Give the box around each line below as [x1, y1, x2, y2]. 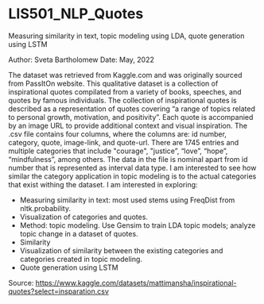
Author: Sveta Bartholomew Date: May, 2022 [8, 55, 155, 64]
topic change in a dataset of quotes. [19, 229, 138, 238]
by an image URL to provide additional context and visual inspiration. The [8, 121, 248, 130]
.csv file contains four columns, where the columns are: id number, [8, 129, 227, 139]
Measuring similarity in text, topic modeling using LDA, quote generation [8, 31, 245, 40]
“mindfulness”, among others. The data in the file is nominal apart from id [8, 154, 248, 164]
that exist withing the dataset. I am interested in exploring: [8, 179, 198, 189]
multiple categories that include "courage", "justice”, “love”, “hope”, [8, 146, 228, 156]
